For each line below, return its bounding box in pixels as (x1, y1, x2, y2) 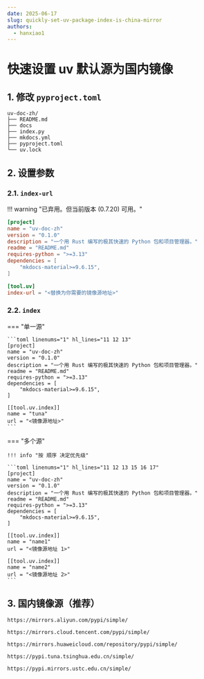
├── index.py (7, 128, 45, 135)
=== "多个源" (7, 436, 45, 445)
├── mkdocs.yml (7, 135, 51, 141)
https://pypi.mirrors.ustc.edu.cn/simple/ (7, 665, 131, 672)
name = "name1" (7, 538, 51, 545)
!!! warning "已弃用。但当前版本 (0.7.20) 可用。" (7, 205, 143, 213)
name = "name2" (7, 563, 51, 571)
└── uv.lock (7, 146, 41, 153)
